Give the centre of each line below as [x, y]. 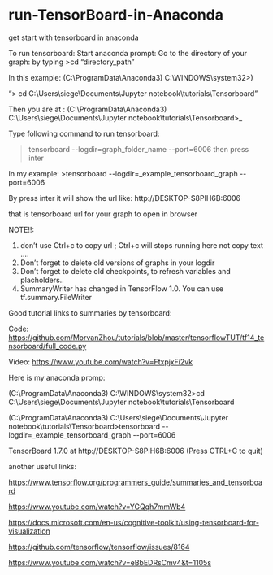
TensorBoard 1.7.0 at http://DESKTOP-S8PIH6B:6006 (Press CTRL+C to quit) [136, 451]
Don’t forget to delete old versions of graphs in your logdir [117, 263]
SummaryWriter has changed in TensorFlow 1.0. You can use [122, 288]
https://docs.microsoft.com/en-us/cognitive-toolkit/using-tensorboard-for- [134, 522]
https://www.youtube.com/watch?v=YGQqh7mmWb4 [97, 507]
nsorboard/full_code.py [48, 346]
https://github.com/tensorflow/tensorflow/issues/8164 [99, 547]
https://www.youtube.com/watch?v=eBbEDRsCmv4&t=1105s [110, 562]
